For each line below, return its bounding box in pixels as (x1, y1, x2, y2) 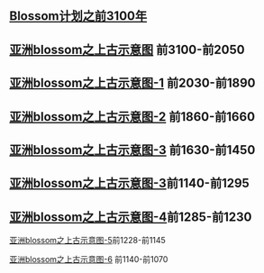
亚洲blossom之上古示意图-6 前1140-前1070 (9, 254, 168, 265)
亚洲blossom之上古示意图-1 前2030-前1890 (9, 76, 256, 91)
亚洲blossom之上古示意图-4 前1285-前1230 (9, 209, 252, 224)
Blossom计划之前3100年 (9, 8, 147, 24)
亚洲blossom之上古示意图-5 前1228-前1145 (9, 235, 167, 246)
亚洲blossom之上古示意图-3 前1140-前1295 (9, 176, 250, 191)
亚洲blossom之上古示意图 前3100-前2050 (9, 41, 245, 57)
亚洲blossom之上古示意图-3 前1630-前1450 (9, 142, 256, 158)
